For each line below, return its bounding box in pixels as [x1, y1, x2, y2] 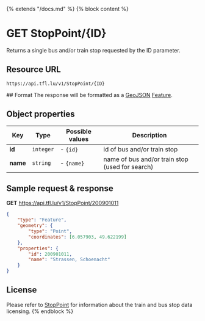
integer [32, 146, 54, 153]
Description [132, 131, 167, 139]
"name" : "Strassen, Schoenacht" [28, 256, 111, 263]
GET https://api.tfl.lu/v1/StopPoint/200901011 [6, 200, 119, 207]
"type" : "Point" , [28, 228, 72, 234]
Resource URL [6, 64, 61, 75]
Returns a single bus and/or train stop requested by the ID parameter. [6, 46, 181, 54]
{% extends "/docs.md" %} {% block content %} [6, 5, 129, 12]
